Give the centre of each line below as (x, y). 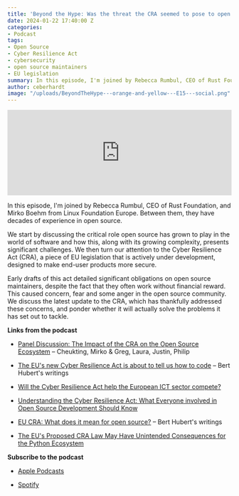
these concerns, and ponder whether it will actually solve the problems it (114, 309)
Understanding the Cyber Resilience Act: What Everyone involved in (117, 401)
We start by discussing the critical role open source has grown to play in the (119, 234)
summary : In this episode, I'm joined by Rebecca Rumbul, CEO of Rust (114, 80)
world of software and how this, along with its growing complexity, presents (118, 242)
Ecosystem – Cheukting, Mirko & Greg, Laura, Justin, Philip (103, 352)
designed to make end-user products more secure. (82, 265)
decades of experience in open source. (65, 221)
